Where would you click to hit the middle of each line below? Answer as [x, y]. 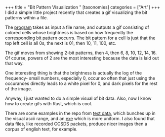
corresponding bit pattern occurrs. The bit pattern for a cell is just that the [80, 38]
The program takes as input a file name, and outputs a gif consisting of [77, 27]
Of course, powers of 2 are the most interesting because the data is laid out [82, 58]
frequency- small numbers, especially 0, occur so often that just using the [80, 78]
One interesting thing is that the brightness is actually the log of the [74, 73]
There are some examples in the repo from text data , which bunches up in [80, 113]
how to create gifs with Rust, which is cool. [49, 103]
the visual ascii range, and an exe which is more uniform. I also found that [80, 118]
